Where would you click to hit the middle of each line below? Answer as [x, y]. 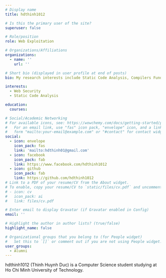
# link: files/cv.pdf [30, 201]
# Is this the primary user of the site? [48, 23]
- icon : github [25, 169]
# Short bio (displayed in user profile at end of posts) [66, 73]
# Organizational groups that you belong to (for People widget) [74, 237]
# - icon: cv [19, 192]
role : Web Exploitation [30, 42]
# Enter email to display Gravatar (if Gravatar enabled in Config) [77, 210]
